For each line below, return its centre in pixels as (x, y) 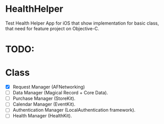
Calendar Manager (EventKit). (44, 104)
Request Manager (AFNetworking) (49, 87)
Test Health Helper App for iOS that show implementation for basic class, (82, 23)
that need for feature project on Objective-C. (52, 28)
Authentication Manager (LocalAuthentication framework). (74, 110)
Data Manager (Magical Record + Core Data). (60, 93)
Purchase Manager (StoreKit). (44, 98)
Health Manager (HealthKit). (42, 116)
